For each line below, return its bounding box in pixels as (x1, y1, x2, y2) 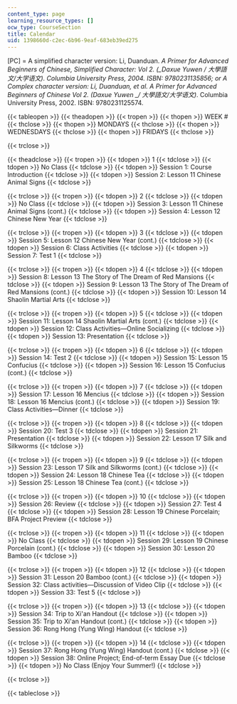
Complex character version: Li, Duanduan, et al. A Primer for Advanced (7, 82, 217, 91)
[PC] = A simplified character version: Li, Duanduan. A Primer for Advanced (7, 56, 229, 65)
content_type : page (7, 10, 65, 18)
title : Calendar (7, 30, 56, 38)
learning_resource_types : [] (7, 17, 94, 24)
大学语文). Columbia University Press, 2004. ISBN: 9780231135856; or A (16, 74, 228, 83)
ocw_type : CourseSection (7, 24, 81, 31)
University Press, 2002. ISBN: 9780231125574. (7, 99, 144, 107)
